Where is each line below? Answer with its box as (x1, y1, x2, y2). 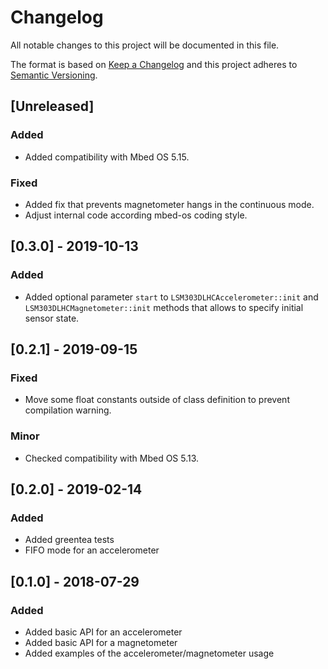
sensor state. (24, 312, 80, 324)
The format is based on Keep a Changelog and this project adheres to (10, 58, 298, 70)
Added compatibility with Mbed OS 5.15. (24, 151, 190, 163)
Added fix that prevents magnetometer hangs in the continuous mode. (24, 198, 315, 210)
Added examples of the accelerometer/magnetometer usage (24, 647, 275, 659)
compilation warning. (24, 404, 112, 416)
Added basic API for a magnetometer (24, 636, 178, 648)
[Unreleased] (10, 98, 95, 115)
